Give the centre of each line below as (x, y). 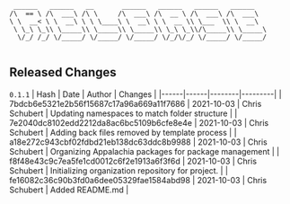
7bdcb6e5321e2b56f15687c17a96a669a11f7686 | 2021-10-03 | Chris (136, 103)
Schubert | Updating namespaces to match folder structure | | (123, 113)
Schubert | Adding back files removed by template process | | (123, 132)
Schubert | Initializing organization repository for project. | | (119, 170)
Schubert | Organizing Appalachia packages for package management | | (145, 151)
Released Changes (63, 72)
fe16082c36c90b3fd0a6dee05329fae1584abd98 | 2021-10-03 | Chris (138, 180)
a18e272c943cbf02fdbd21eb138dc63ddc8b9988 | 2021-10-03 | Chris (138, 142)
